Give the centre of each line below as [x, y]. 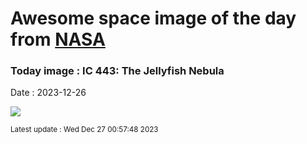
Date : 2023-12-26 [48, 93]
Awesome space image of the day [153, 18]
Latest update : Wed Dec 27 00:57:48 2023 [84, 130]
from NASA [58, 39]
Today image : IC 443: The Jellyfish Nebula [117, 71]
